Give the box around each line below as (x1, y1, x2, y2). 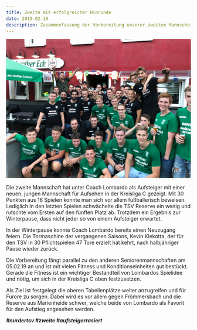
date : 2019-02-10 (6, 15, 49, 22)
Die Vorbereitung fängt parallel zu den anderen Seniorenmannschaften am (6, 256, 186, 264)
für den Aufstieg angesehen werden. (6, 306, 95, 313)
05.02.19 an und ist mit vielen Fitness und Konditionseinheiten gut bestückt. (6, 263, 188, 270)
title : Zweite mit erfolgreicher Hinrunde (6, 9, 111, 15)
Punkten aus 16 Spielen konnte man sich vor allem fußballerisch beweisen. (6, 196, 186, 204)
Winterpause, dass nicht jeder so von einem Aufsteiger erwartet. (6, 215, 162, 222)
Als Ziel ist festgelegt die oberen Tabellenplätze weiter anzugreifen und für (6, 287, 186, 294)
